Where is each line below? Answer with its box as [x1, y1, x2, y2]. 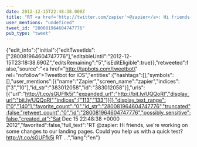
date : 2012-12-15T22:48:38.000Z [6, 8, 85, 15]
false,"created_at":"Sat [6, 115, 61, 122]
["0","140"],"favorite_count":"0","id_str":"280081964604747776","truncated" [6, 103, 191, 110]
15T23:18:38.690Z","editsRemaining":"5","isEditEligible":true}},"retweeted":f [6, 59, 189, 66]
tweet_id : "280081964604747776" [6, 25, 85, 31]
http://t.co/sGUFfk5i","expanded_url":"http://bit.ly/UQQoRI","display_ [25, 91, 189, 98]
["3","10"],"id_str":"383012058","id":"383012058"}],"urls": [6, 84, 145, 91]
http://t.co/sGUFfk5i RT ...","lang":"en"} [6, 134, 101, 141]
